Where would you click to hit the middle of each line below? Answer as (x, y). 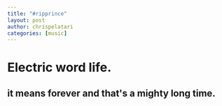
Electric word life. (60, 68)
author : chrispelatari (40, 26)
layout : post (26, 20)
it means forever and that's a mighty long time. (111, 93)
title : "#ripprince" (37, 14)
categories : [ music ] (37, 33)
